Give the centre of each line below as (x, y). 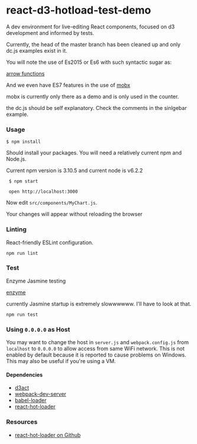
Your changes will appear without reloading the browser (75, 214)
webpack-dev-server (41, 394)
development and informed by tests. (50, 33)
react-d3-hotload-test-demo (79, 10)
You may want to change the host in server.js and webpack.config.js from (98, 342)
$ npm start (23, 182)
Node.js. (16, 159)
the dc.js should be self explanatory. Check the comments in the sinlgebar (97, 108)
